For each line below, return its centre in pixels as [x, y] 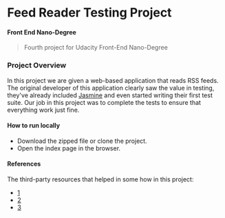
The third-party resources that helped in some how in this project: [100, 179]
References [24, 164]
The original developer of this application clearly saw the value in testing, [111, 88]
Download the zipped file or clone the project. [82, 141]
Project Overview [37, 66]
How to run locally [34, 126]
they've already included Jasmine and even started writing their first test [110, 95]
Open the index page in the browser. [69, 148]
